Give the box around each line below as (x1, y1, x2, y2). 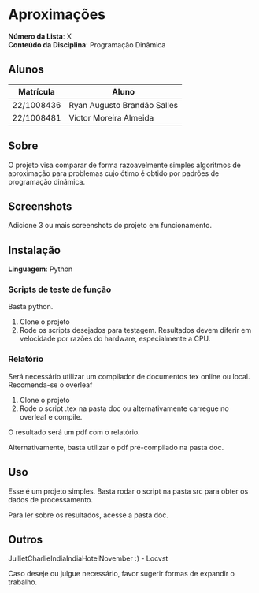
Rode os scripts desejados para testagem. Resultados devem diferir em (19, 326, 252, 335)
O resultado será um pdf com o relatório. (8, 427, 140, 437)
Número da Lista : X (8, 32, 72, 41)
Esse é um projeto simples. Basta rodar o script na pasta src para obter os (8, 487, 249, 496)
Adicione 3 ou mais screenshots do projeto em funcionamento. (8, 221, 213, 230)
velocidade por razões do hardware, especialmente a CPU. (19, 334, 211, 344)
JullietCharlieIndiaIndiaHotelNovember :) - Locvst (8, 554, 168, 563)
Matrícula (18, 86, 55, 97)
